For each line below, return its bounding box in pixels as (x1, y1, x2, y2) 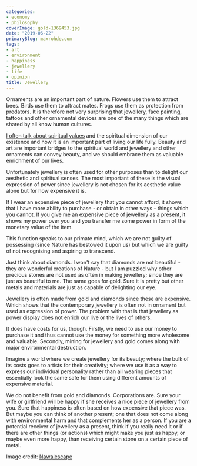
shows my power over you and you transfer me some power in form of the (6, 217, 186, 224)
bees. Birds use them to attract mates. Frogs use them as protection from (6, 102, 183, 109)
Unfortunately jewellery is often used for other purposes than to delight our (6, 169, 188, 175)
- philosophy (6, 19, 38, 25)
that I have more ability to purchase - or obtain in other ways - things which (6, 205, 189, 212)
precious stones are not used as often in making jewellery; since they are (6, 271, 183, 278)
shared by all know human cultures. (6, 121, 92, 128)
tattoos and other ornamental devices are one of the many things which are (6, 115, 189, 121)
